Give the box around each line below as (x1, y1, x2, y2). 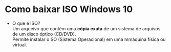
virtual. (12, 41, 27, 47)
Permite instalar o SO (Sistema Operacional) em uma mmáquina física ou (12, 36, 166, 42)
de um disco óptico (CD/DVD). (12, 31, 76, 37)
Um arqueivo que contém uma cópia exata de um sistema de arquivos (12, 25, 161, 31)
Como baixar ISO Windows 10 (5, 4, 133, 15)
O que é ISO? (12, 20, 40, 26)
